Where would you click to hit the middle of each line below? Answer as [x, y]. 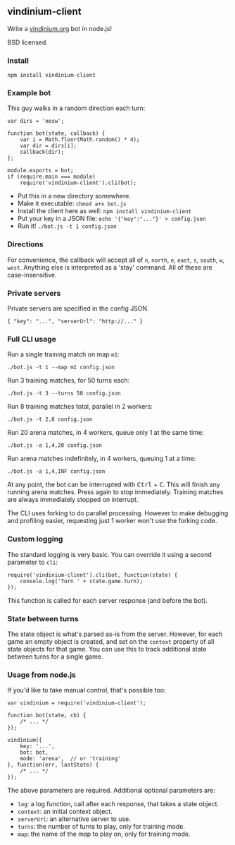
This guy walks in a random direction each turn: [76, 108]
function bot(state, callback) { [56, 133]
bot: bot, [34, 753]
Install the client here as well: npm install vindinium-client [104, 211]
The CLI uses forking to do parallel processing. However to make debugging [118, 513]
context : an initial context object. [65, 812]
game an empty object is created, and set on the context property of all [111, 641]
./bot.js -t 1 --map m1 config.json [61, 367]
